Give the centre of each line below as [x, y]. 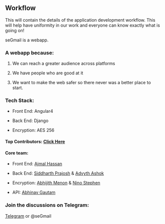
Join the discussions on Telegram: [47, 205]
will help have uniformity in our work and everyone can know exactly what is [82, 25]
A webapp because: [30, 53]
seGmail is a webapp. [27, 40]
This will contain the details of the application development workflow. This [80, 20]
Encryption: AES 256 [33, 130]
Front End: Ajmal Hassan [37, 164]
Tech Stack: [20, 100]
